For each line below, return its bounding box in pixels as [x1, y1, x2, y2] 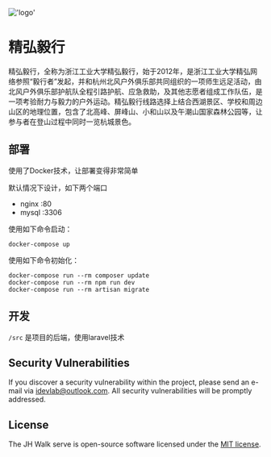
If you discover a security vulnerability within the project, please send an [8, 377, 250, 387]
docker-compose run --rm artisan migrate [8, 285, 150, 293]
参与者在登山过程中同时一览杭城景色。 [8, 117, 135, 127]
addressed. [8, 395, 46, 405]
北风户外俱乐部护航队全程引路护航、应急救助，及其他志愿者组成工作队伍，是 [8, 86, 263, 96]
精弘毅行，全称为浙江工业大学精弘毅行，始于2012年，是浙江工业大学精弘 [8, 66, 251, 76]
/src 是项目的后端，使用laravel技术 [8, 332, 125, 342]
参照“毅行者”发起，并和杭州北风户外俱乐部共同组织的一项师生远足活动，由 [15, 77, 262, 86]
